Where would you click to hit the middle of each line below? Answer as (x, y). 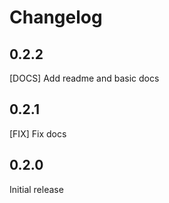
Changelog (56, 17)
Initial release (36, 189)
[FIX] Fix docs (38, 133)
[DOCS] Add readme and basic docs (84, 78)
